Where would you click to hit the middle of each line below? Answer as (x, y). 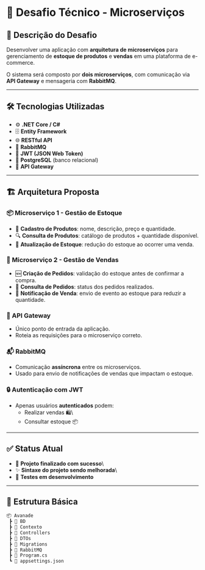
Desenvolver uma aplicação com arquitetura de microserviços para (92, 49)
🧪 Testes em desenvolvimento (54, 477)
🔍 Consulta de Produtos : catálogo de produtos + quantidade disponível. (107, 235)
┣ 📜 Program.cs (28, 555)
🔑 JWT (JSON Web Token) (49, 153)
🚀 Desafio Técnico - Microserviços (95, 13)
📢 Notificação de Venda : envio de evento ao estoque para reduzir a (100, 293)
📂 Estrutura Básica (42, 501)
